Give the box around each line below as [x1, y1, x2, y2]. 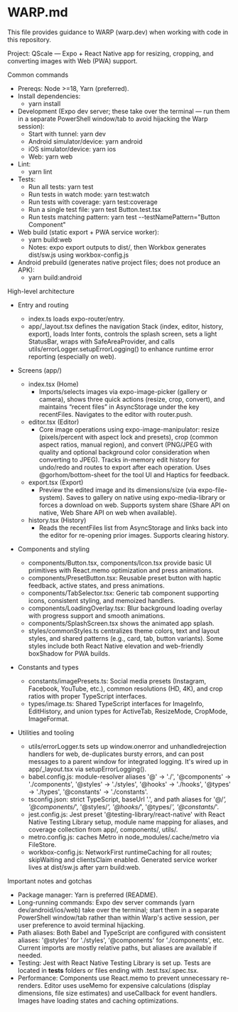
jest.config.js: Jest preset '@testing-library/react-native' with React [28, 810, 225, 819]
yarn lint [28, 167, 53, 176]
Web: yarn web [28, 152, 73, 161]
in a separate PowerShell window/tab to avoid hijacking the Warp [17, 114, 208, 123]
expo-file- [198, 485, 227, 494]
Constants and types [17, 663, 80, 671]
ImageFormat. [28, 714, 70, 723]
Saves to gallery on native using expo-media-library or [65, 493, 226, 501]
